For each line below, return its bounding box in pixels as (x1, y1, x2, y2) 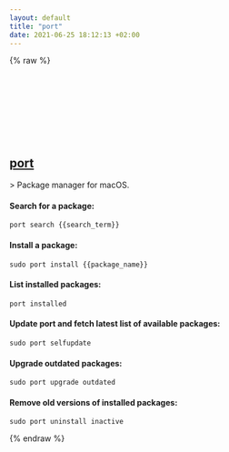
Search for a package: (9, 200, 95, 211)
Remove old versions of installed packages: (9, 397, 178, 407)
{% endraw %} (9, 433, 65, 444)
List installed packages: (9, 279, 102, 290)
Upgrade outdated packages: (9, 357, 123, 368)
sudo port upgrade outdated (9, 378, 116, 387)
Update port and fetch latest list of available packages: (9, 318, 221, 329)
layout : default (9, 13, 71, 23)
